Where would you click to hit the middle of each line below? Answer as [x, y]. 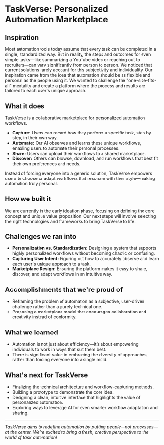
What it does [25, 106]
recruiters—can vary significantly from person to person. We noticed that [79, 65]
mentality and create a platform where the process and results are [79, 86]
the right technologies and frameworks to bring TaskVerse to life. [70, 221]
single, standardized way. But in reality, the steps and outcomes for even [78, 54]
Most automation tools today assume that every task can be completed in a [81, 49]
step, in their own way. [35, 137]
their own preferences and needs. [46, 164]
